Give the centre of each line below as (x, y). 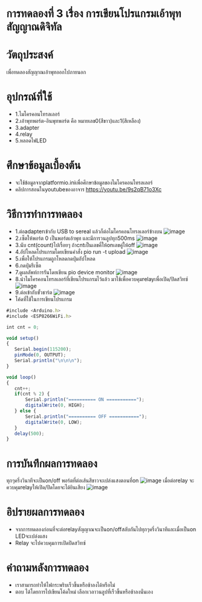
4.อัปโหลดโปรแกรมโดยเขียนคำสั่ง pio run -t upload (70, 251)
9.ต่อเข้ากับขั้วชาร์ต (34, 292)
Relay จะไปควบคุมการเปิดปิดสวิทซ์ (50, 543)
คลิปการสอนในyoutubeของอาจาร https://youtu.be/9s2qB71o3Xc (88, 189)
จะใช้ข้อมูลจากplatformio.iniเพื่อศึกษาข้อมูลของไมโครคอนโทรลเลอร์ (84, 183)
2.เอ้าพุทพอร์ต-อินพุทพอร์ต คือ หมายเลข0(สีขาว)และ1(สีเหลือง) (78, 121)
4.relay (24, 134)
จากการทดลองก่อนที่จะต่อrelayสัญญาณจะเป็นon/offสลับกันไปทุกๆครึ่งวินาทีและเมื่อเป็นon (106, 529)
